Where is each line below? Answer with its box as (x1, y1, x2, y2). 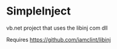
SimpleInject (6, 4, 71, 18)
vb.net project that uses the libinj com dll (6, 24, 108, 31)
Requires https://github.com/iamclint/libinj (6, 36, 111, 43)
